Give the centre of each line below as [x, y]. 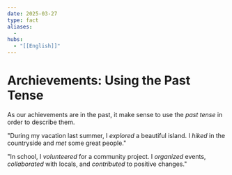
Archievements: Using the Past [99, 81]
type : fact [23, 20]
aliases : [20, 26]
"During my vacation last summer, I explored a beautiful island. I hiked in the [116, 135]
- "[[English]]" [37, 46]
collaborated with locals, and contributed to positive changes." [97, 164]
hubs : [15, 40]
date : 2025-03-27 [32, 14]
